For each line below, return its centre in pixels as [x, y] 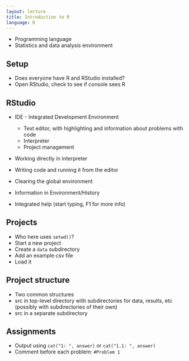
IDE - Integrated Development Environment [67, 117]
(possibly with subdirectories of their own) [66, 307]
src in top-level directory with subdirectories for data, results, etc [93, 300]
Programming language [43, 39]
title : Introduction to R [38, 17]
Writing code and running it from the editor [67, 170]
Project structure [38, 280]
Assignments [31, 332]
